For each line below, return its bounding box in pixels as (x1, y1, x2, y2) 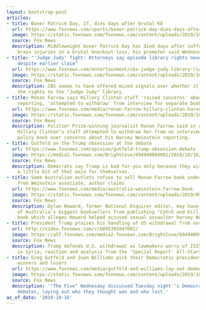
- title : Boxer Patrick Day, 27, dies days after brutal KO (6, 20, 164, 26)
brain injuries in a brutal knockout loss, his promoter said (17, 49, 180, 55)
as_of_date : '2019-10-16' (6, 294, 72, 301)
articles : (6, 15, 32, 21)
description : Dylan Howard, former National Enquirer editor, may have (12, 203, 199, 209)
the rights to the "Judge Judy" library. (17, 89, 124, 95)
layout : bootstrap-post (6, 9, 67, 15)
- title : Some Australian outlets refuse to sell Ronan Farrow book (6, 174, 185, 181)
